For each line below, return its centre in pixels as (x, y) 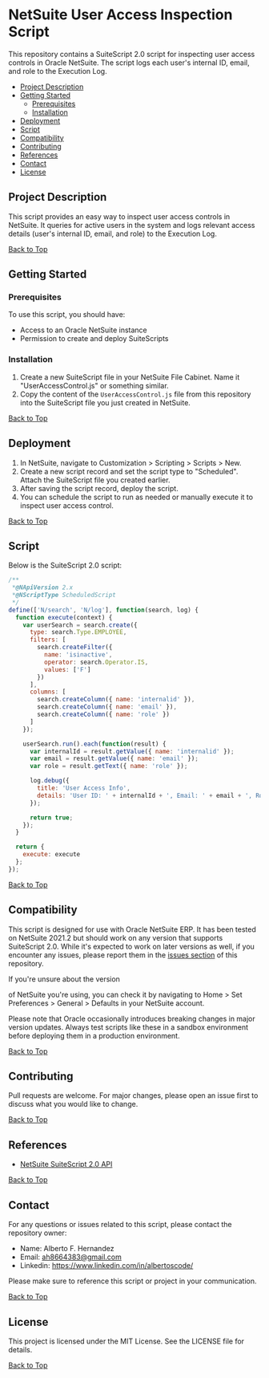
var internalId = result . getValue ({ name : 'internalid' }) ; (132, 751)
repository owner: (38, 1233)
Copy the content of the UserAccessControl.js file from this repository (135, 394)
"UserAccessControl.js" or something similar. (94, 385)
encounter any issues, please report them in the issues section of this (123, 955)
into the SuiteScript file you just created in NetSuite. (105, 402)
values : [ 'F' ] (67, 669)
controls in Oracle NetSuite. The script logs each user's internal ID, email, (129, 63)
